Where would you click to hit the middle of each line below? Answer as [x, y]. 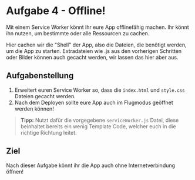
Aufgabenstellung [40, 76]
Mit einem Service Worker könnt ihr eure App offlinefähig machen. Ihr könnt [97, 27]
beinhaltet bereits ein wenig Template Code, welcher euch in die [98, 126]
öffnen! [15, 171]
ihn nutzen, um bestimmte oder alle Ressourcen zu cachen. [78, 33]
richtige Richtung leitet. [49, 132]
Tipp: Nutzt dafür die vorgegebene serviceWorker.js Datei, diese [100, 120]
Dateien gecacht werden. [45, 96]
